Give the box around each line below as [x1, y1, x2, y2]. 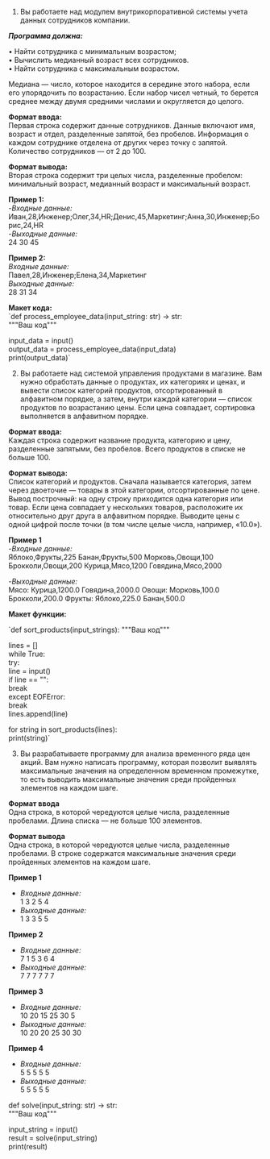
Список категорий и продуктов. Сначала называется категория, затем [8, 477, 251, 486]
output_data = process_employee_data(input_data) [8, 344, 177, 354]
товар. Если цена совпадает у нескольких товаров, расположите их [8, 503, 243, 512]
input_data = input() [8, 336, 74, 345]
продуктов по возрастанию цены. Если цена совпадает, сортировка [19, 403, 255, 412]
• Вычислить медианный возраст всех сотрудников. [8, 56, 189, 64]
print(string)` [8, 733, 51, 742]
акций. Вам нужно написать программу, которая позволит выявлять [19, 758, 257, 766]
